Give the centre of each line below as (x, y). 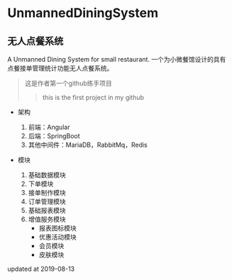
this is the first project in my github (93, 97)
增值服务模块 (47, 219)
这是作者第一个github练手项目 (68, 83)
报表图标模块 (57, 228)
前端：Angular (49, 127)
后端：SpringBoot (54, 136)
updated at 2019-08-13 (41, 269)
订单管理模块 (47, 201)
